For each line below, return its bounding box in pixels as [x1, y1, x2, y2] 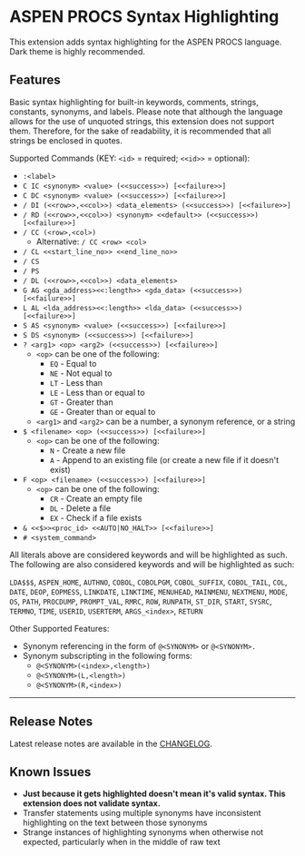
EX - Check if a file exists [49, 512, 143, 523]
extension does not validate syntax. [22, 798, 161, 809]
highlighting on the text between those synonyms [22, 817, 208, 828]
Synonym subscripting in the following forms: [22, 650, 192, 661]
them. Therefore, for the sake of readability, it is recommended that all [9, 125, 271, 136]
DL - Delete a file [49, 502, 112, 514]
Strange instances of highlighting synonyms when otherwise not [22, 827, 264, 838]
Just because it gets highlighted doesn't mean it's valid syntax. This [22, 788, 286, 800]
